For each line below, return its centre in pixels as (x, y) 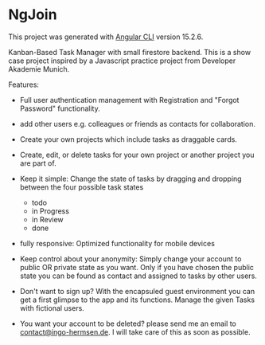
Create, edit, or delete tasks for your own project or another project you (137, 155)
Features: (24, 84)
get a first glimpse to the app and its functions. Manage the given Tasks (137, 300)
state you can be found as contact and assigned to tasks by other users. (138, 276)
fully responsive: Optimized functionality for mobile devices (117, 243)
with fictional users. (52, 308)
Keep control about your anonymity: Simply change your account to (131, 259)
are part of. (38, 163)
